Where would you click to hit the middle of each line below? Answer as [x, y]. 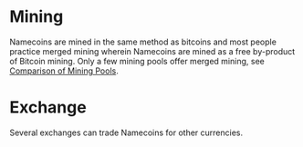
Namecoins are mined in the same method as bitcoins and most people [143, 42]
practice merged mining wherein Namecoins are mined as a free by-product [152, 51]
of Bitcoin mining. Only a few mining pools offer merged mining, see [137, 61]
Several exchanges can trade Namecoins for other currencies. [126, 132]
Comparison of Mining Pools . [64, 71]
